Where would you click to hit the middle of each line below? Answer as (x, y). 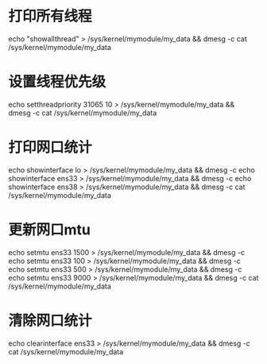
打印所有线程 (50, 16)
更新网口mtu (50, 230)
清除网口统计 (50, 321)
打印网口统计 (50, 147)
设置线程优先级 (57, 82)
